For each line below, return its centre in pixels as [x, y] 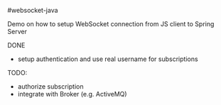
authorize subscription [50, 87]
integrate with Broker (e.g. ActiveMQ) [72, 94]
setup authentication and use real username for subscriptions [108, 59]
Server [17, 32]
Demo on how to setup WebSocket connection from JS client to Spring [111, 24]
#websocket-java [33, 10]
